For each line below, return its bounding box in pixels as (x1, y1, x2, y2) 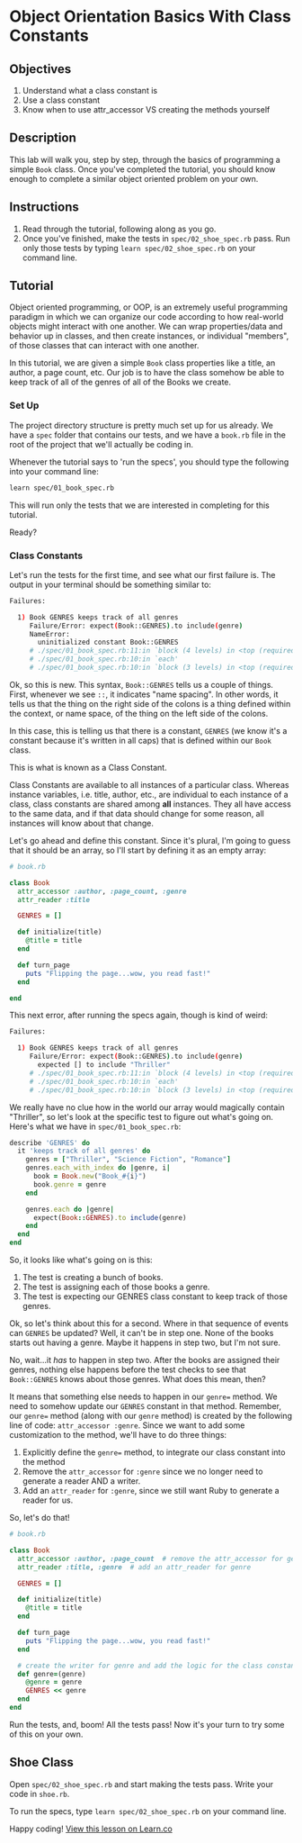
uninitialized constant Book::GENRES (37, 637, 179, 647)
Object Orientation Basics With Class (9, 6, 292, 27)
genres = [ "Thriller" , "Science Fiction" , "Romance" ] (25, 1155, 231, 1164)
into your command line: (9, 465, 99, 476)
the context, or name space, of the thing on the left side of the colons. (9, 708, 269, 718)
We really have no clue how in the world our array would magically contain (9, 1101, 285, 1113)
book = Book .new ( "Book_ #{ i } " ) (32, 1172, 147, 1181)
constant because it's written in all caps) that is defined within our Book (9, 735, 272, 745)
